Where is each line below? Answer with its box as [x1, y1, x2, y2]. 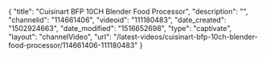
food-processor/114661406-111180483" [8, 41, 138, 50]
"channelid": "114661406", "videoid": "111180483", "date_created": [8, 15, 227, 25]
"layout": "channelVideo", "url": [8, 32, 113, 41]
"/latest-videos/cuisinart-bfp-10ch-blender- [113, 32, 259, 41]
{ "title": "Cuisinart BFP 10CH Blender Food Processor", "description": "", [8, 7, 248, 16]
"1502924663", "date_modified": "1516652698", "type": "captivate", [8, 24, 232, 33]
